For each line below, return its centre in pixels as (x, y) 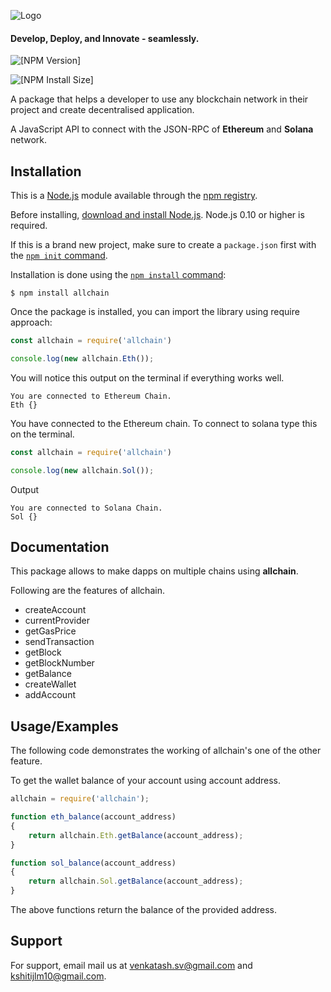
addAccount (50, 695)
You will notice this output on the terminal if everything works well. (147, 377)
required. (29, 226)
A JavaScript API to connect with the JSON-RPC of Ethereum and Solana (162, 129)
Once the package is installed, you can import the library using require (155, 312)
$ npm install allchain (60, 293)
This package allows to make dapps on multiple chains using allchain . (154, 571)
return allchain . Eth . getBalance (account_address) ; (136, 835)
